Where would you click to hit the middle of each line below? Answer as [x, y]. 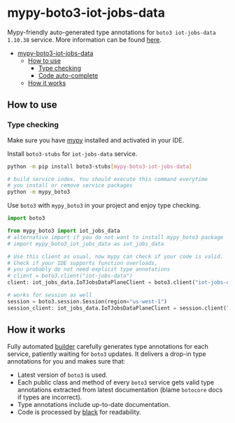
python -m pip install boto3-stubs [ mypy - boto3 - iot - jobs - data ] [100, 166]
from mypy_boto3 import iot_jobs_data [64, 231]
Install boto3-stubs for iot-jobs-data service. [72, 153]
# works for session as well [50, 295]
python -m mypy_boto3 [39, 192]
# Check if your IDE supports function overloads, [83, 263]
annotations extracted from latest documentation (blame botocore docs [120, 390]
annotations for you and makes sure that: [66, 361]
